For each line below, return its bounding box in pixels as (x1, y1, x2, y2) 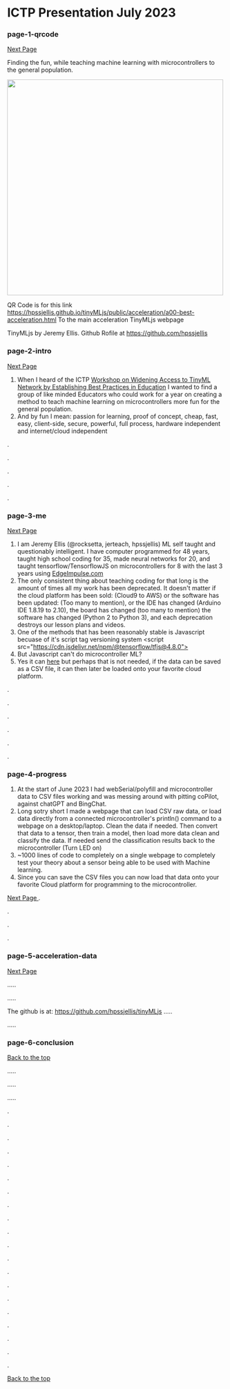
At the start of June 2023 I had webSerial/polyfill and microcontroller (17, 785, 213, 793)
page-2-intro (7, 347, 52, 356)
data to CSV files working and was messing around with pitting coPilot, (17, 793, 219, 801)
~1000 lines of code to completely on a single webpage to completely (17, 851, 215, 859)
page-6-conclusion (7, 1038, 74, 1047)
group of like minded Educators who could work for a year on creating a (17, 390, 222, 398)
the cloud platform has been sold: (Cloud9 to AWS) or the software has (17, 592, 220, 600)
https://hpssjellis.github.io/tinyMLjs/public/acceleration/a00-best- (7, 309, 195, 317)
